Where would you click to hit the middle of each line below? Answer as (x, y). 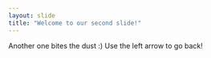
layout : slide (32, 15)
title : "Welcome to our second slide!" (75, 23)
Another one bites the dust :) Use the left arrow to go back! (105, 45)
